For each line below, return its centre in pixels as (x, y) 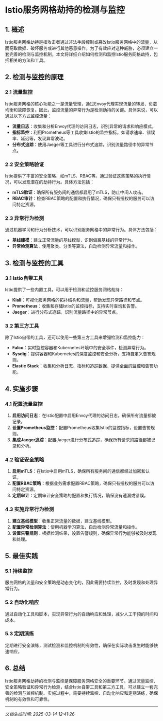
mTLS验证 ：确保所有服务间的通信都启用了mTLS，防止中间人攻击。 (79, 192)
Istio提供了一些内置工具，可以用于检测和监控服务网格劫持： (65, 289)
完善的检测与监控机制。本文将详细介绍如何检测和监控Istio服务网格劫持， (81, 54)
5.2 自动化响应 (22, 602)
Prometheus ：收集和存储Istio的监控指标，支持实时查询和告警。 (76, 306)
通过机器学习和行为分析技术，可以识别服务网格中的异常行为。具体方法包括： (81, 230)
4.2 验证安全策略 (25, 459)
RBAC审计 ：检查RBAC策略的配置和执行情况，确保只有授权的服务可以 (81, 198)
